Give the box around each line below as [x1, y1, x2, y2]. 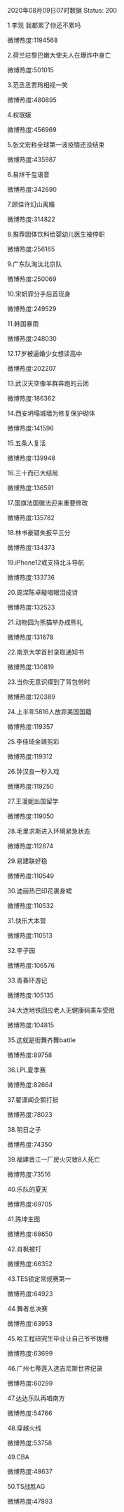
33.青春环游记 [7, 976, 48, 985]
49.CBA [7, 1453, 29, 1461]
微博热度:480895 [7, 96, 57, 104]
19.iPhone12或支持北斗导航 [7, 558, 85, 567]
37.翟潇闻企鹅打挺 [7, 1096, 59, 1104]
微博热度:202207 [7, 364, 56, 372]
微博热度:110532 [7, 902, 54, 909]
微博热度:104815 [7, 1021, 55, 1029]
